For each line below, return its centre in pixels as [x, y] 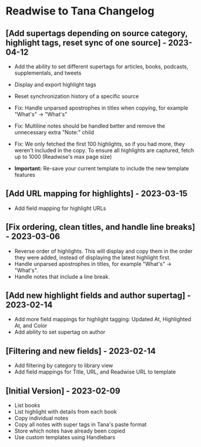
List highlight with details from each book [65, 412]
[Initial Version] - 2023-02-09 [63, 391]
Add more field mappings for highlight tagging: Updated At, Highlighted [103, 319]
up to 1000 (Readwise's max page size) [63, 157]
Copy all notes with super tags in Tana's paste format [80, 425]
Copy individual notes [41, 418]
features [25, 175]
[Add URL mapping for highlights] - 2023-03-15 [97, 194]
